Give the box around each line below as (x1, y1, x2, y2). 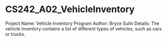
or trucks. (5, 31, 25, 37)
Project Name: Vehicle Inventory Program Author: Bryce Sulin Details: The (5, 20, 160, 26)
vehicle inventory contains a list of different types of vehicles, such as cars (5, 25, 162, 31)
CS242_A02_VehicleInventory (5, 4, 135, 15)
